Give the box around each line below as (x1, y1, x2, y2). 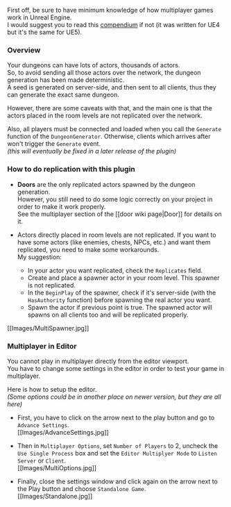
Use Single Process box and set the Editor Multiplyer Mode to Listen (17, 449, 217, 457)
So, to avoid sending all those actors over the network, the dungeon (7, 69, 201, 77)
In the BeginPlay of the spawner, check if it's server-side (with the (27, 288, 216, 297)
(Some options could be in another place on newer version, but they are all (7, 392, 221, 401)
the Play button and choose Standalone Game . (17, 484, 146, 492)
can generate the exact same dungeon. (7, 90, 120, 99)
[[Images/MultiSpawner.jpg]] (7, 324, 89, 332)
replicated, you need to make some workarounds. (17, 245, 160, 253)
